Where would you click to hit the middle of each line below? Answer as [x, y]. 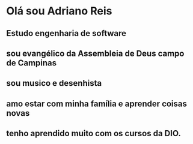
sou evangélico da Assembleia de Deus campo [95, 53]
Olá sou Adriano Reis [59, 11]
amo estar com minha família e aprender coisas [97, 103]
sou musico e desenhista [54, 83]
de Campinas [32, 63]
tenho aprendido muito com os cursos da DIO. [94, 133]
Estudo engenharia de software [66, 33]
